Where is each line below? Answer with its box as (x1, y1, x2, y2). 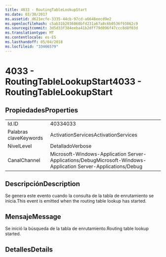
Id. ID (7, 120, 19, 127)
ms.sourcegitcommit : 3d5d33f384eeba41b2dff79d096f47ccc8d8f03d (5, 26, 138, 31)
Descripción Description (5, 180, 81, 188)
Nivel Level (7, 142, 32, 149)
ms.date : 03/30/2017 (5, 12, 48, 17)
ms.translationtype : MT (5, 30, 54, 35)
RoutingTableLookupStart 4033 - (5, 76, 142, 87)
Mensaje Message (5, 212, 61, 221)
